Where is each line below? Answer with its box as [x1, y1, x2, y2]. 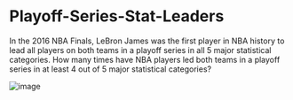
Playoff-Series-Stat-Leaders [9, 6, 225, 27]
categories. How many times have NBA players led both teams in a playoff [9, 54, 281, 65]
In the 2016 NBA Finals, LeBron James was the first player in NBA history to [9, 35, 285, 46]
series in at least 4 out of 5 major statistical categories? [9, 64, 211, 74]
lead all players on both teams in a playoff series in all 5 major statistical [9, 44, 272, 55]
